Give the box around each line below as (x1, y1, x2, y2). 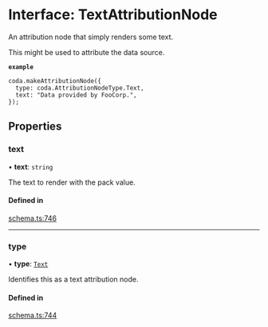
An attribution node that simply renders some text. (8, 32, 174, 42)
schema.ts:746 (8, 213, 57, 223)
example (8, 62, 34, 71)
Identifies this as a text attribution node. (8, 274, 139, 285)
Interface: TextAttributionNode (8, 6, 218, 24)
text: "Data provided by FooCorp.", (15, 90, 137, 99)
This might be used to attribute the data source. (8, 47, 165, 57)
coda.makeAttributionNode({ (8, 77, 102, 85)
